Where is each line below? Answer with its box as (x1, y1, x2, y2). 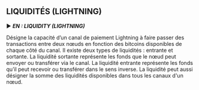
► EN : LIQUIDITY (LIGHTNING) (6, 22, 85, 29)
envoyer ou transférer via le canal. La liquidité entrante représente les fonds (6, 59, 194, 66)
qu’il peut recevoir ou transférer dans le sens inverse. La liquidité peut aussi (6, 66, 193, 73)
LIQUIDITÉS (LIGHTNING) (6, 7, 102, 17)
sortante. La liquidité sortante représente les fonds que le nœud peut (6, 52, 177, 60)
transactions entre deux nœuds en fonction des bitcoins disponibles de (6, 40, 182, 47)
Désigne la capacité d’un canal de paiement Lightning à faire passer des (6, 34, 185, 41)
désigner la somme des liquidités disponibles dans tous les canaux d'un (6, 72, 184, 79)
